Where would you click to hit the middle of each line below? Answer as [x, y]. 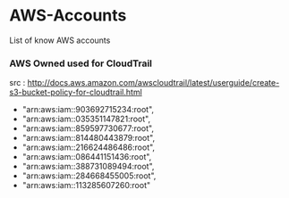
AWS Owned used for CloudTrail [81, 63]
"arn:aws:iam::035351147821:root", [86, 119]
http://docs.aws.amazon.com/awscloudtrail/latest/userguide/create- [153, 83]
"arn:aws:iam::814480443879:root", [88, 138]
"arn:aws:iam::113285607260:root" [86, 186]
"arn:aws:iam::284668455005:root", [89, 176]
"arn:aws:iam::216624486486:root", [88, 147]
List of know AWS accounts [60, 40]
